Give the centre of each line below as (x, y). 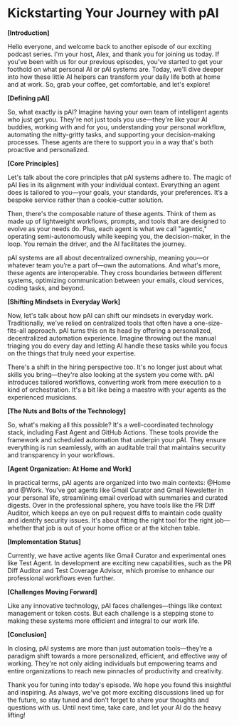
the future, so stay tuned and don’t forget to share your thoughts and (108, 700)
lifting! (17, 715)
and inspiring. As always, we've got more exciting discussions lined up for (116, 692)
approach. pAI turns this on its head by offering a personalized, (120, 330)
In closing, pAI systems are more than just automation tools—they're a (110, 648)
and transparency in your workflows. (61, 455)
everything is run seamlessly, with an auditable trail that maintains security (117, 447)
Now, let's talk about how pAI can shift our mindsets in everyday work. (110, 315)
